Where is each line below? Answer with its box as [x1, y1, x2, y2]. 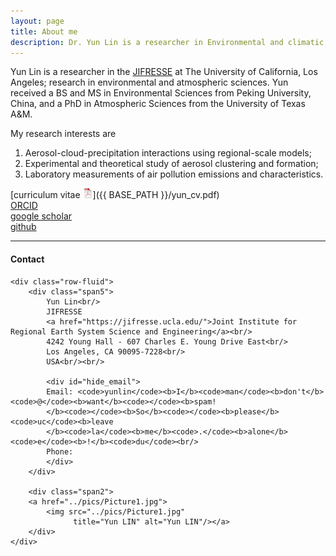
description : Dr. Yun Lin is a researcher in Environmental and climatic [10, 37, 325, 47]
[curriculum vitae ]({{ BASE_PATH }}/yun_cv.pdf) [10, 189, 220, 201]
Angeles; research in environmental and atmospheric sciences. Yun [10, 76, 289, 89]
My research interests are [10, 128, 117, 140]
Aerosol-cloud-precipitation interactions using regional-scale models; [24, 147, 312, 159]
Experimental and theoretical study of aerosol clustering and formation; [24, 158, 319, 170]
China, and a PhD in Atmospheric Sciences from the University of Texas [10, 98, 306, 110]
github [10, 221, 37, 233]
